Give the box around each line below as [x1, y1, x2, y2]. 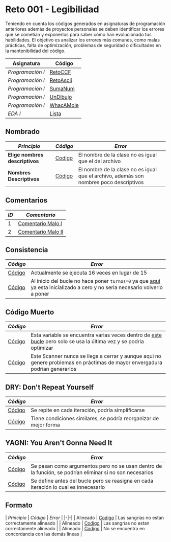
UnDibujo [49, 93, 72, 100]
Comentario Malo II [18, 228, 64, 235]
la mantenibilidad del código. [5, 48, 66, 54]
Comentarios [5, 196, 48, 205]
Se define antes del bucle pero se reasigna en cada [31, 477, 154, 484]
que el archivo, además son [78, 172, 144, 179]
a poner [31, 290, 49, 298]
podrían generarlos [31, 366, 77, 373]
